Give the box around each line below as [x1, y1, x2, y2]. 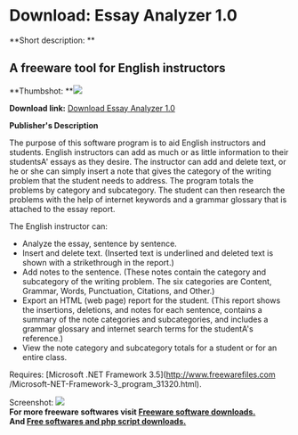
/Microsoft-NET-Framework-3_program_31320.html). [9, 378, 202, 389]
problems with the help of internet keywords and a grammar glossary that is [9, 193, 287, 205]
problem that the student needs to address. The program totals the [9, 175, 254, 185]
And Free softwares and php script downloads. [9, 415, 187, 426]
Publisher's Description [9, 119, 99, 130]
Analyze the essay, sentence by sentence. [21, 238, 178, 249]
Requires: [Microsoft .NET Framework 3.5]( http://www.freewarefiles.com [9, 369, 276, 380]
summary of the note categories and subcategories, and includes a [21, 314, 269, 324]
